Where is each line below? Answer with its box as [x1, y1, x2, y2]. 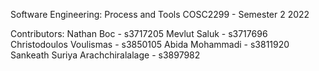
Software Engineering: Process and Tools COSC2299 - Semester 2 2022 [10, 9, 310, 20]
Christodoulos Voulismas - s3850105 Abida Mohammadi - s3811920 [10, 39, 290, 50]
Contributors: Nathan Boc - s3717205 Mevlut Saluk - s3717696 [10, 28, 268, 39]
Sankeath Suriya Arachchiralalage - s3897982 [10, 49, 201, 61]
